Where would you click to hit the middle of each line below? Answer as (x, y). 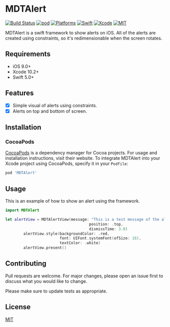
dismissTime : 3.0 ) (108, 229)
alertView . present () (45, 248)
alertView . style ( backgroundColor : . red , (67, 234)
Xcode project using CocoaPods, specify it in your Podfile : (67, 163)
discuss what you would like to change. (46, 281)
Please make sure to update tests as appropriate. (56, 291)
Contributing (26, 264)
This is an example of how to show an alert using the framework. (73, 201)
